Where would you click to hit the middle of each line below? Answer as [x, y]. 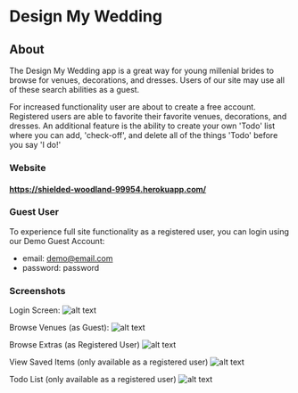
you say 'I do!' [35, 145]
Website [28, 168]
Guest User [34, 212]
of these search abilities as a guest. [74, 90]
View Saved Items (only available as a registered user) [109, 362]
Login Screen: [35, 310]
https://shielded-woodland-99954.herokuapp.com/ [108, 189]
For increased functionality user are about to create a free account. [132, 107]
